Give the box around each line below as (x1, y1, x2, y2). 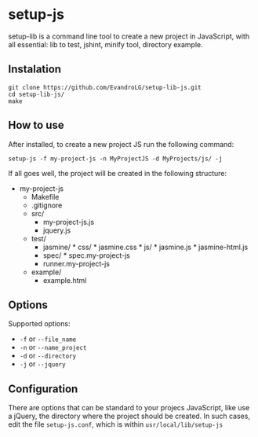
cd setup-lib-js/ (8, 90, 65, 98)
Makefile (31, 192, 60, 201)
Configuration (8, 382, 78, 395)
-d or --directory (19, 351, 77, 361)
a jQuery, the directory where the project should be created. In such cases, (8, 411, 251, 421)
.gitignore (31, 200, 63, 210)
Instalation (8, 63, 61, 76)
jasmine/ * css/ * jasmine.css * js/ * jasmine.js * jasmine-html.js (42, 242, 249, 252)
